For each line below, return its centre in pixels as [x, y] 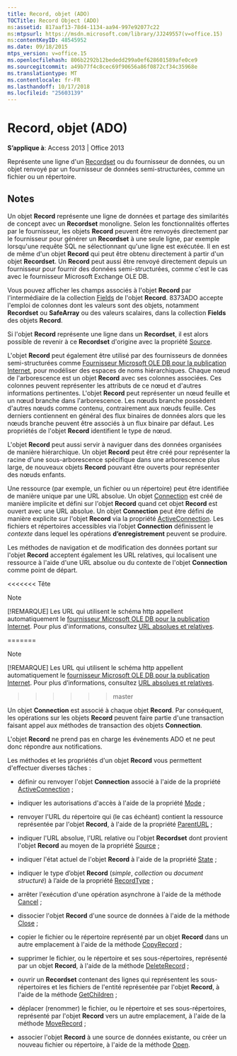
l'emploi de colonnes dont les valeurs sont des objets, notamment [103, 305]
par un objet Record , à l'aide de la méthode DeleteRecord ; [103, 965]
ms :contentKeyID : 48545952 [47, 40]
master [123, 696]
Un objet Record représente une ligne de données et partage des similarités [118, 216]
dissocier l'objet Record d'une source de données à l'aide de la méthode [123, 915]
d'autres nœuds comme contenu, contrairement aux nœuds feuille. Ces [111, 408]
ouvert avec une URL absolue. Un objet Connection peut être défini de [110, 511]
